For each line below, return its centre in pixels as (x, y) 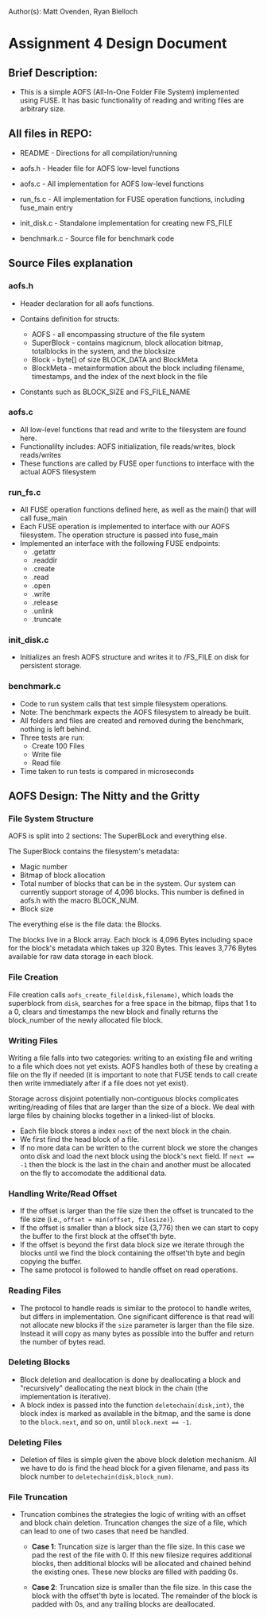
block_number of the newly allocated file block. (86, 1019)
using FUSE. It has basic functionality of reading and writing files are (132, 100)
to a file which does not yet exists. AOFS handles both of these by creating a (133, 1066)
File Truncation (38, 1497)
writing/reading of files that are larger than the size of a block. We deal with (132, 1107)
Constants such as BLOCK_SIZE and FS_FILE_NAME (105, 392)
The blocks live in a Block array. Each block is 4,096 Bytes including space (130, 940)
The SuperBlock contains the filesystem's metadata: (94, 851)
